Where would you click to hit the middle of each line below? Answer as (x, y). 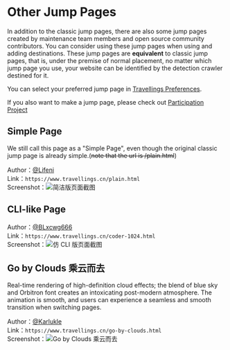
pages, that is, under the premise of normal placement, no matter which (109, 60)
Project (17, 110)
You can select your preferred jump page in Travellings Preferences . (105, 89)
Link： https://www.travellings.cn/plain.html (74, 178)
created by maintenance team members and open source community (106, 38)
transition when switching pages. (54, 307)
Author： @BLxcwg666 (40, 227)
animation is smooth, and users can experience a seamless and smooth (109, 300)
